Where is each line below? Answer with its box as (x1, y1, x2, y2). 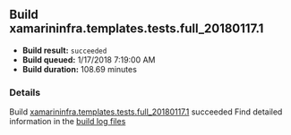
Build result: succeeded (21, 45, 107, 55)
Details (9, 86, 41, 98)
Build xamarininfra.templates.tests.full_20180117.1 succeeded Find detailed (9, 106, 283, 117)
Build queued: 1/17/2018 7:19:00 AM (21, 54, 156, 65)
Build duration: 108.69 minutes (21, 63, 137, 74)
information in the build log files (9, 116, 126, 127)
